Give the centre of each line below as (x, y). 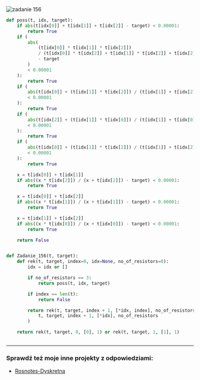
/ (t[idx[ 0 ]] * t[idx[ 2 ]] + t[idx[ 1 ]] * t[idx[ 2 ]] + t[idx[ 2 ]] (118, 54)
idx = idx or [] (48, 267)
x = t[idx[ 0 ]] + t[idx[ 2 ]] (50, 197)
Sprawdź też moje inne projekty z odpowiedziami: (80, 358)
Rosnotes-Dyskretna (40, 371)
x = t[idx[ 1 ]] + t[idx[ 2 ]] (50, 218)
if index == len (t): (53, 294)
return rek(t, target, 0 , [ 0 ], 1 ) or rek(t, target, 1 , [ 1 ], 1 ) (98, 332)
